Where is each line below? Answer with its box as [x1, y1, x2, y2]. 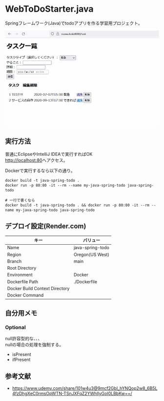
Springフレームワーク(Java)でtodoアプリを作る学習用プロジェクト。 [5, 20, 143, 26]
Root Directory [7, 265, 37, 271]
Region [7, 252, 21, 257]
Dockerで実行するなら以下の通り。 [5, 168, 76, 173]
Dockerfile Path [7, 278, 39, 284]
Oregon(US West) [73, 252, 110, 257]
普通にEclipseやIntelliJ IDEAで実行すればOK [5, 151, 93, 157]
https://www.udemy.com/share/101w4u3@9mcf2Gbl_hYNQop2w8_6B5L [12, 385, 158, 391]
